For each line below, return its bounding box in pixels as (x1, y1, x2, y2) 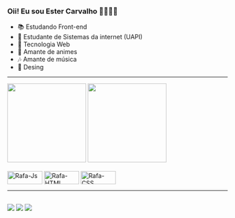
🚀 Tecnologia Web (17, 40, 71, 48)
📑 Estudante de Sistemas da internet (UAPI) (17, 33, 143, 41)
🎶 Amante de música (17, 55, 77, 64)
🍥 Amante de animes (17, 48, 78, 56)
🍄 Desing (17, 63, 44, 71)
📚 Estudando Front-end (17, 22, 87, 31)
